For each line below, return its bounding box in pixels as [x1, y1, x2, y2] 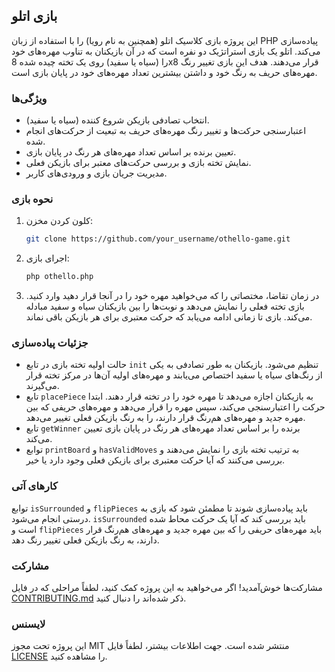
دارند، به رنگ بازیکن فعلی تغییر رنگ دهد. [11, 534, 160, 546]
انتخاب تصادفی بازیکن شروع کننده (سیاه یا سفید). [25, 114, 210, 126]
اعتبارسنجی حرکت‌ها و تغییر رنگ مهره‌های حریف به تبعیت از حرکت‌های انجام [25, 125, 307, 137]
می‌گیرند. [25, 380, 60, 392]
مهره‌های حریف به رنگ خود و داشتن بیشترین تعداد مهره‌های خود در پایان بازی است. [11, 66, 318, 78]
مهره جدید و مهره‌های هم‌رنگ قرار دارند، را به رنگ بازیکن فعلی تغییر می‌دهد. [25, 412, 306, 424]
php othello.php [25, 272, 94, 282]
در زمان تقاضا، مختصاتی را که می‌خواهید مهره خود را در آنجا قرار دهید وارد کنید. [25, 290, 320, 302]
